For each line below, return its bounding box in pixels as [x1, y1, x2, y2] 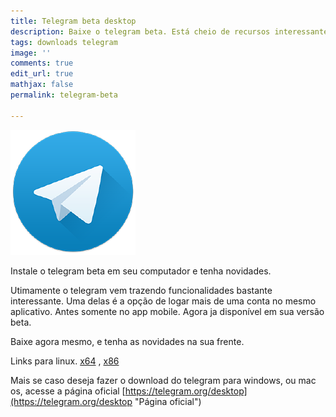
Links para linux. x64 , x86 [10, 355, 120, 367]
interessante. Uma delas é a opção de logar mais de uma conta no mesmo [10, 295, 317, 307]
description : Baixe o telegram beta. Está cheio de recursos [10, 26, 271, 37]
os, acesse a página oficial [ [10, 385, 126, 397]
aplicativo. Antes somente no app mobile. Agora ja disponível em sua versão [10, 305, 325, 317]
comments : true [10, 58, 74, 69]
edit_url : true [10, 69, 74, 79]
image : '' [10, 48, 52, 58]
